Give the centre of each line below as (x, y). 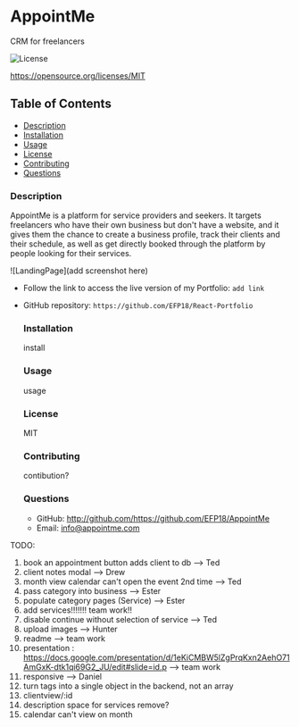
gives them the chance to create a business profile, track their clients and (145, 235)
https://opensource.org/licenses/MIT (78, 75)
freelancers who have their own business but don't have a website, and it (145, 225)
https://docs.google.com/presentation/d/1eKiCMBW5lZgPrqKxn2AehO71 (156, 657)
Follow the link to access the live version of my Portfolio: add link (144, 288)
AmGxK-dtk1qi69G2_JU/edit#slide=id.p (95, 666)
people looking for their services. (71, 254)
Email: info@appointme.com (88, 528)
